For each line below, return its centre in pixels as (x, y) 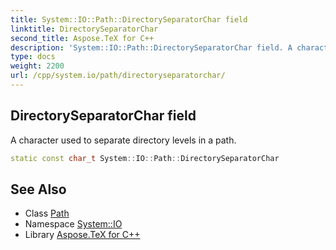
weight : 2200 (37, 66)
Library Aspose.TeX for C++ (82, 235)
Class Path (47, 213)
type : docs (33, 57)
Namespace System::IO (73, 224)
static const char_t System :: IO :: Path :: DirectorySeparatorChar (145, 158)
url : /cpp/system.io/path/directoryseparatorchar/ (118, 76)
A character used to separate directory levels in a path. (123, 140)
